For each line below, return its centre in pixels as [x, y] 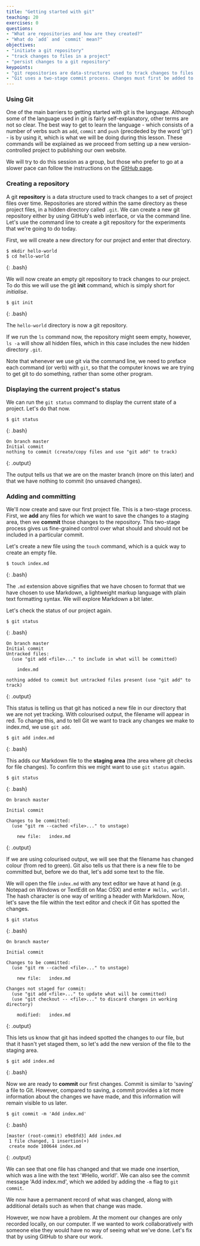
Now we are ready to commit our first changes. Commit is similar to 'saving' [100, 1084]
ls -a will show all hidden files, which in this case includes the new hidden [98, 343]
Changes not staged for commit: [46, 989]
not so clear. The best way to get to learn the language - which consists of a [100, 125]
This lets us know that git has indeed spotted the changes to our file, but [95, 1038]
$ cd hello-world [28, 256]
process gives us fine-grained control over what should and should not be [97, 529]
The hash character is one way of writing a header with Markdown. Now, [96, 896]
